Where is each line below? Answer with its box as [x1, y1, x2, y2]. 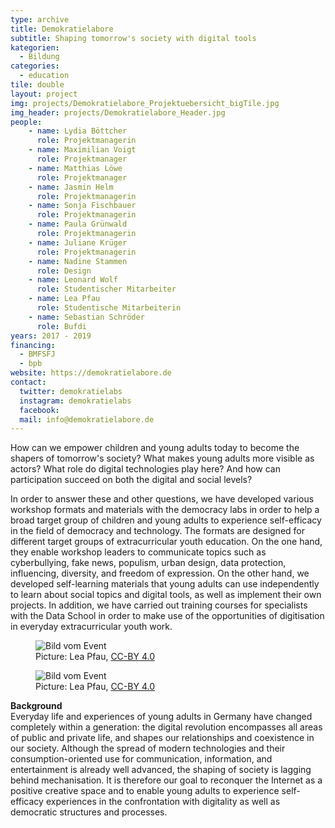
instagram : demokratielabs [19, 396, 132, 406]
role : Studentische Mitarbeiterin [36, 303, 182, 313]
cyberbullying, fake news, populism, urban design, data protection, [10, 557, 287, 569]
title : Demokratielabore [10, 24, 114, 34]
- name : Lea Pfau [28, 294, 101, 304]
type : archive [10, 14, 70, 25]
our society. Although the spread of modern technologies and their [10, 742, 286, 755]
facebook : [19, 405, 60, 415]
